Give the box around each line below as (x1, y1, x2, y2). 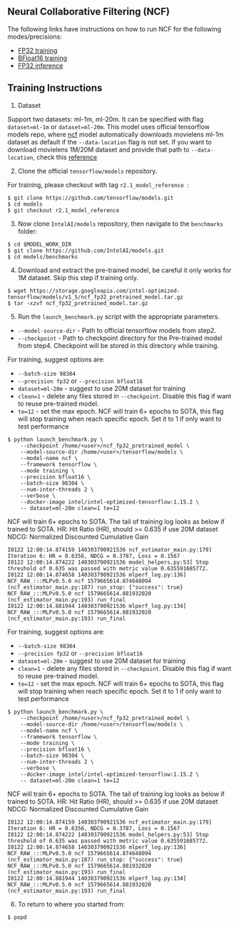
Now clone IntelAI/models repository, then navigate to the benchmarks (17, 219, 223, 228)
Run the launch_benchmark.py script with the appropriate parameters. (17, 312, 220, 321)
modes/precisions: (7, 32, 62, 41)
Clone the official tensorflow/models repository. (17, 166, 158, 175)
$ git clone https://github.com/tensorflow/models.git (7, 194, 174, 201)
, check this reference (33, 153, 98, 161)
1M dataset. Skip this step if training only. (17, 273, 139, 281)
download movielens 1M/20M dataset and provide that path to (7, 145, 190, 154)
